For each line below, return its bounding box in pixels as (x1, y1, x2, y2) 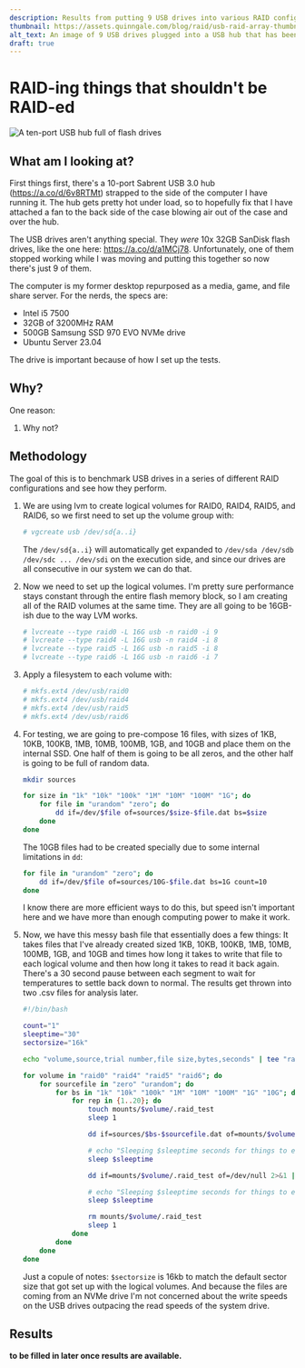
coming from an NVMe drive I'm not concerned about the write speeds (22, 1290, 288, 1301)
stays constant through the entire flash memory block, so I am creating (22, 590, 288, 601)
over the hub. (9, 216, 60, 227)
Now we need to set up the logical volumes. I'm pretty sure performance (22, 581, 294, 592)
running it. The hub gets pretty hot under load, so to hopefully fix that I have (9, 197, 293, 207)
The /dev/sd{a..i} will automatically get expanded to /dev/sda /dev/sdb (22, 544, 294, 554)
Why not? (22, 422, 59, 433)
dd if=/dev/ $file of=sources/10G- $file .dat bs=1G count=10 (39, 877, 268, 886)
